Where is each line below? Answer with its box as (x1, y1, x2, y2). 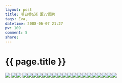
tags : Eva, (5, 16, 28, 21)
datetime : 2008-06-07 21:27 (5, 21, 63, 26)
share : (5, 35, 19, 40)
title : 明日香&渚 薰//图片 (5, 12, 56, 17)
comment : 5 (5, 30, 28, 35)
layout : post (5, 7, 32, 12)
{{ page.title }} (5, 56, 66, 67)
